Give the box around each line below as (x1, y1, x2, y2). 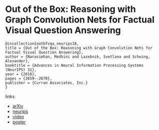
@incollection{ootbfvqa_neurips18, (5, 41, 79, 46)
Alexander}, (5, 58, 30, 63)
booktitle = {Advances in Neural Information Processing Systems (5, 63, 144, 68)
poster (12, 119, 26, 125)
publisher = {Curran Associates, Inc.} (5, 80, 88, 85)
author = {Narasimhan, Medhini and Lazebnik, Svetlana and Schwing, (5, 54, 151, 59)
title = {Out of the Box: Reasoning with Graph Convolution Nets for (5, 45, 153, 50)
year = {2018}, (5, 71, 37, 77)
